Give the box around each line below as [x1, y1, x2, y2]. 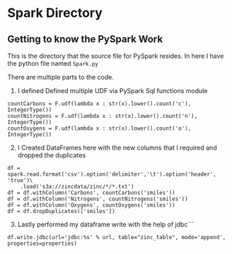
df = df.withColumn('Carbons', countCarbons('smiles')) [7, 189, 175, 196]
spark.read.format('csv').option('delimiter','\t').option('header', [7, 171, 217, 178]
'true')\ [7, 177, 33, 184]
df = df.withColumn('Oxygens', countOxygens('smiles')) [7, 202, 175, 209]
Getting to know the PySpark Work [7, 33, 163, 45]
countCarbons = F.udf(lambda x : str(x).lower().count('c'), [7, 100, 192, 107]
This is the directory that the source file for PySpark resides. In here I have [7, 52, 224, 60]
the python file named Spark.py [7, 59, 99, 68]
